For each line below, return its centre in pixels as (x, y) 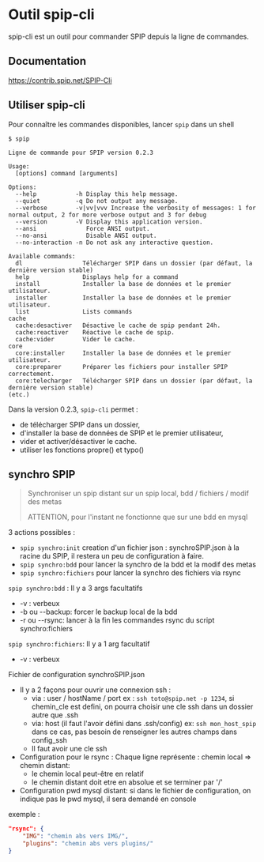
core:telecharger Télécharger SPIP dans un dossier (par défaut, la (134, 381)
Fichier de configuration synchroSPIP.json (77, 675)
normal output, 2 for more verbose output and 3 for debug (107, 215)
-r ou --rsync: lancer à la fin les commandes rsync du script (117, 620)
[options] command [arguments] (67, 173)
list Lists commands (74, 311)
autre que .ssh (55, 715)
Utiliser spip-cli (47, 105)
